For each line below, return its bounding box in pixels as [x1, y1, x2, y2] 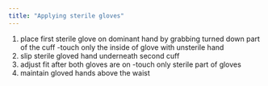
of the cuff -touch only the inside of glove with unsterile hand [19, 42, 224, 52]
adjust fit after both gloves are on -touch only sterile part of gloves [19, 59, 242, 69]
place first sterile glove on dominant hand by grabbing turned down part [19, 34, 261, 43]
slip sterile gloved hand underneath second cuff [19, 51, 180, 60]
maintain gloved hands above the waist [19, 68, 151, 77]
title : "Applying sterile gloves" [8, 11, 125, 20]
